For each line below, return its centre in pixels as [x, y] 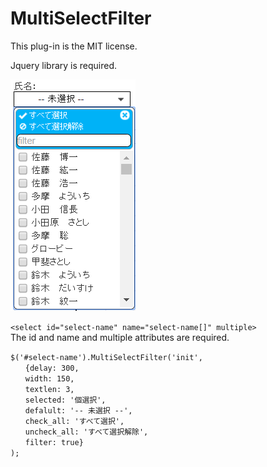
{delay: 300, [52, 368]
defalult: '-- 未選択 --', [78, 410]
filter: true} [54, 442]
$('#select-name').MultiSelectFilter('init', [106, 357]
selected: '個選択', [65, 400]
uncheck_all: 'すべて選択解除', [86, 432]
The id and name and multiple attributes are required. [120, 337]
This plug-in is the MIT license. [74, 46]
